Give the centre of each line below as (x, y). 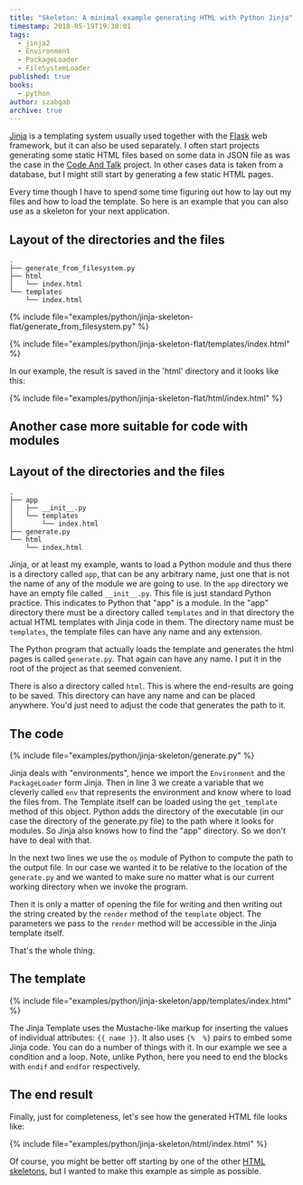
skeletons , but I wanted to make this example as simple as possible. (136, 1171)
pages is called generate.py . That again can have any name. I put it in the (146, 659)
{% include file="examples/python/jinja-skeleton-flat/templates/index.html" (150, 344)
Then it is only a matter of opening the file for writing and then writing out (146, 905)
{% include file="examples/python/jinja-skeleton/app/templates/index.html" (151, 1000)
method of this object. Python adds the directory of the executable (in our (147, 811)
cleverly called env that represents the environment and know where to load (151, 792)
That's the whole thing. (52, 951)
